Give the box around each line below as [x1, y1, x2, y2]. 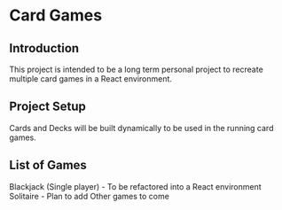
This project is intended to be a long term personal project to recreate [9, 64, 263, 74]
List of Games [9, 158, 87, 173]
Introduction [9, 41, 80, 56]
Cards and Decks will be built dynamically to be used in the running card [9, 122, 274, 133]
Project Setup [9, 99, 87, 114]
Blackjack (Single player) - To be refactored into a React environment [9, 181, 262, 191]
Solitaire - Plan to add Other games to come [9, 191, 170, 201]
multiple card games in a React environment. [9, 74, 173, 84]
